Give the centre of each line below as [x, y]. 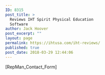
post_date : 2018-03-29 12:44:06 [39, 52]
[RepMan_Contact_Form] [31, 67]
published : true [22, 48]
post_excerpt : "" [23, 33]
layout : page [19, 39]
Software [19, 24]
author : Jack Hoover [27, 29]
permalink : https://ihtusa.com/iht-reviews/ [53, 43]
